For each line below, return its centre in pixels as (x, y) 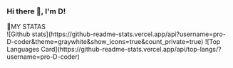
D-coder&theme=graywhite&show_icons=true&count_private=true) (105, 42)
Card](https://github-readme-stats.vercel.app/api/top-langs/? (131, 50)
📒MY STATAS (26, 27)
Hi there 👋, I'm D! (36, 11)
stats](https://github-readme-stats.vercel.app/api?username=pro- (129, 34)
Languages (23, 50)
